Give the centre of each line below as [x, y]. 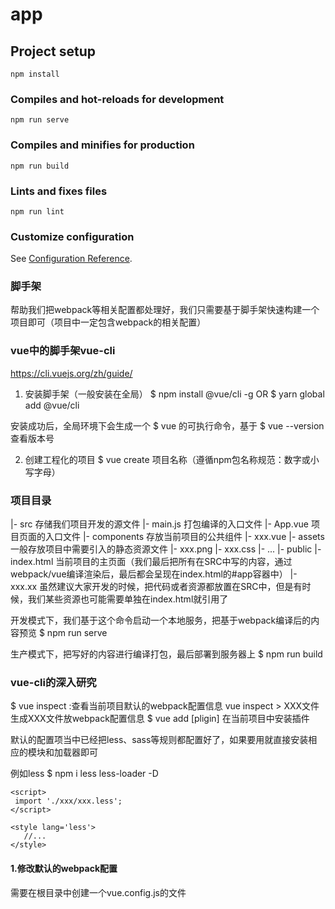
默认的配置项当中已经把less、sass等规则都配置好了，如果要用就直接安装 [159, 740]
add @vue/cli [52, 405]
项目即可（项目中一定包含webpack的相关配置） [108, 322]
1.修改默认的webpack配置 [64, 868]
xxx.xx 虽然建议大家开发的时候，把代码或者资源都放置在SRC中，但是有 [156, 587]
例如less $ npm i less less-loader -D [84, 774]
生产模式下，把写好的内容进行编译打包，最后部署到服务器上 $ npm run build [166, 654]
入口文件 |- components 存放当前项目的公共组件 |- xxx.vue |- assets [184, 537]
